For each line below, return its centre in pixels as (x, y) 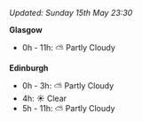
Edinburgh (29, 68)
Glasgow (26, 30)
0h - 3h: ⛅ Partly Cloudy (68, 86)
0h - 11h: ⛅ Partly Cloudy (68, 47)
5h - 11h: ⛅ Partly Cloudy (68, 108)
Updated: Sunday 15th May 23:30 (71, 13)
